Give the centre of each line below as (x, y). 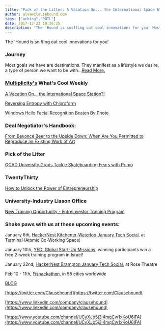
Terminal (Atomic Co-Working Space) (43, 240)
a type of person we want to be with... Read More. (55, 70)
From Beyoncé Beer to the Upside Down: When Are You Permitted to (74, 136)
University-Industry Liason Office (46, 201)
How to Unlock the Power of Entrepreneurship (52, 188)
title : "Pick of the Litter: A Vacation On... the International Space (80, 10)
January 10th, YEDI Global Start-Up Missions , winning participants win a (78, 250)
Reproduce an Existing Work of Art (40, 141)
